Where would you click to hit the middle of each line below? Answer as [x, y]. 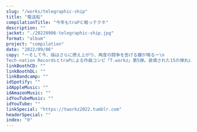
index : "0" [19, 120]
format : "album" [26, 39]
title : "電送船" [25, 17]
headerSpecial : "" [28, 114]
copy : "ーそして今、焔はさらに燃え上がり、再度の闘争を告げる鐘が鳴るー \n [86, 55]
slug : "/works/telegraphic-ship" [47, 11]
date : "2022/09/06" [30, 50]
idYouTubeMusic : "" [30, 98]
